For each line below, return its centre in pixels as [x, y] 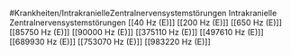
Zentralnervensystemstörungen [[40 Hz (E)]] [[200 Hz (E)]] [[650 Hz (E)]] [145, 23]
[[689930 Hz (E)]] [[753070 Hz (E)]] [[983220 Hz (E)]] [110, 41]
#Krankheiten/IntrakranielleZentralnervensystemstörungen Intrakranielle [143, 13]
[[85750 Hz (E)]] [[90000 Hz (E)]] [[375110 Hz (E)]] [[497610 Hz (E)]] [136, 32]
